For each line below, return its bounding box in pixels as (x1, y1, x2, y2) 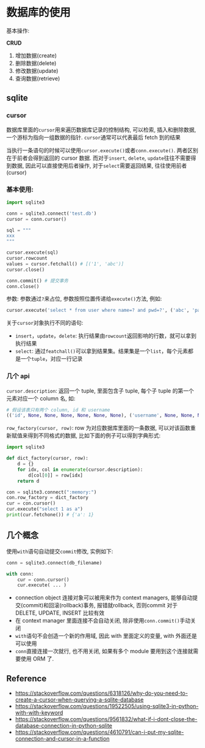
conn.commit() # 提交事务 (6, 278, 69, 284)
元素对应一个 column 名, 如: (6, 394, 76, 402)
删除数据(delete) (15, 59, 57, 67)
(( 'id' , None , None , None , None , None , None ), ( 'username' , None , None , (6, 412, 195, 419)
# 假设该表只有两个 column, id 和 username (6, 407, 110, 413)
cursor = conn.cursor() (6, 216, 67, 222)
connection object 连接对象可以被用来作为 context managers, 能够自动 (15, 594, 193, 601)
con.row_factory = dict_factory (6, 495, 88, 501)
